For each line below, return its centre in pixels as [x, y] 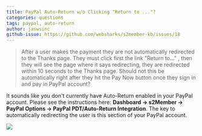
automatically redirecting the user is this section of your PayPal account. [97, 115]
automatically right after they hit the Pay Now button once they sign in [108, 78]
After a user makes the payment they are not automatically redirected [108, 52]
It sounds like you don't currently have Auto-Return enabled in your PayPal [99, 96]
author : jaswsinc [28, 29]
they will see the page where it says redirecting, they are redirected [105, 65]
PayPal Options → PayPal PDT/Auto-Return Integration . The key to [91, 109]
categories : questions [35, 18]
